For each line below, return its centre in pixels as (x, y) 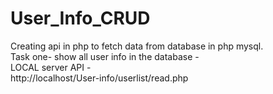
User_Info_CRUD (80, 18)
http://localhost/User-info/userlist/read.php (99, 78)
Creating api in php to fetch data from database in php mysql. (137, 46)
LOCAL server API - (51, 67)
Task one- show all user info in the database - (105, 56)
